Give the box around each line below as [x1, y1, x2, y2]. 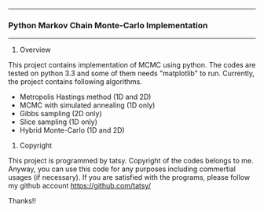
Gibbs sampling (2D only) [19, 109, 102, 119]
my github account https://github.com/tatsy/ [8, 181, 152, 191]
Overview [19, 45, 51, 55]
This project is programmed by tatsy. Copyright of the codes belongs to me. [8, 156, 254, 166]
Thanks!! [8, 196, 37, 206]
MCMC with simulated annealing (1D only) [19, 101, 156, 110]
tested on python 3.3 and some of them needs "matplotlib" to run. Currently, [8, 68, 255, 79]
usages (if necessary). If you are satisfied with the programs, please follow [8, 173, 250, 182]
